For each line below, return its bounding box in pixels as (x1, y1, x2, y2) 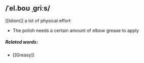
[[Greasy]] (12, 52, 35, 58)
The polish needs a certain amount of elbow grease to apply (12, 27, 139, 34)
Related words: (5, 39, 38, 45)
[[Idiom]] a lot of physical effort (5, 17, 71, 23)
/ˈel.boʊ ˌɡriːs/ (5, 4, 50, 13)
